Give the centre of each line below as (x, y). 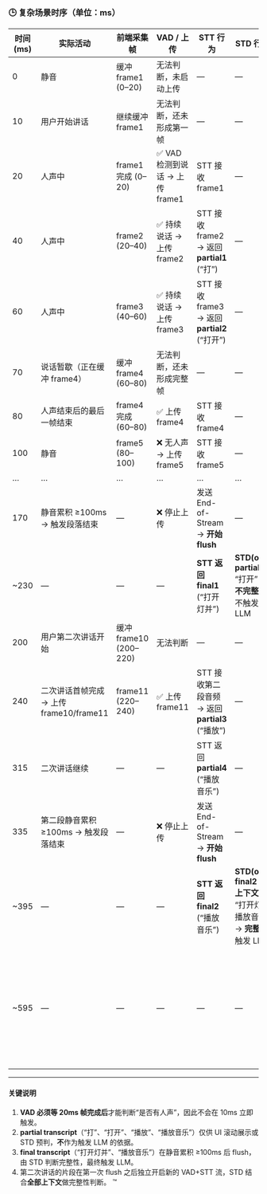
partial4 (212, 768)
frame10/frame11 (75, 713)
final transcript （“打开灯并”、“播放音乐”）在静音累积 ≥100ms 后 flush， (137, 1152)
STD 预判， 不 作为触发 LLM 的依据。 (79, 1142)
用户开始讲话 (65, 122)
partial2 (212, 328)
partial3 (212, 719)
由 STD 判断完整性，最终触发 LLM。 (79, 1162)
